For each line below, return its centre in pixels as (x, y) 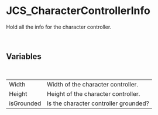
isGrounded (25, 103)
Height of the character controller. (93, 93)
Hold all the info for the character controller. (59, 27)
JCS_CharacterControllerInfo (78, 11)
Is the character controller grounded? (98, 103)
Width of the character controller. (92, 84)
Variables (24, 57)
